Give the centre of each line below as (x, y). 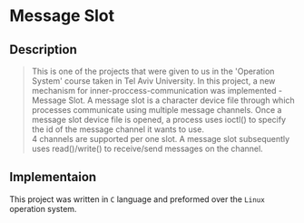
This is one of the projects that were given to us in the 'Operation (153, 71)
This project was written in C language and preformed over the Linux (137, 199)
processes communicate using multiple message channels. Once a (157, 110)
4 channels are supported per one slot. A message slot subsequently (161, 139)
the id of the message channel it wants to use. (118, 129)
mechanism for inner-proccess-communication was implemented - (157, 91)
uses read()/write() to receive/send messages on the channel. (147, 148)
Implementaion (53, 177)
